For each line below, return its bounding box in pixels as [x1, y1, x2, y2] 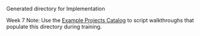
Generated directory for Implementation [6, 5, 105, 12]
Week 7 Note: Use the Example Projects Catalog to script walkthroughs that [6, 17, 195, 23]
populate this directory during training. [6, 23, 102, 30]
